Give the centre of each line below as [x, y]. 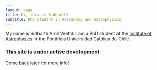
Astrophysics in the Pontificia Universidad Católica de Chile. [68, 39]
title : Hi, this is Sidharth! [37, 15]
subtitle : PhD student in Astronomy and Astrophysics [63, 19]
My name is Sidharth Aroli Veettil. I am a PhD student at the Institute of [78, 34]
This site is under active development [52, 52]
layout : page [19, 10]
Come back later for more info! [37, 63]
